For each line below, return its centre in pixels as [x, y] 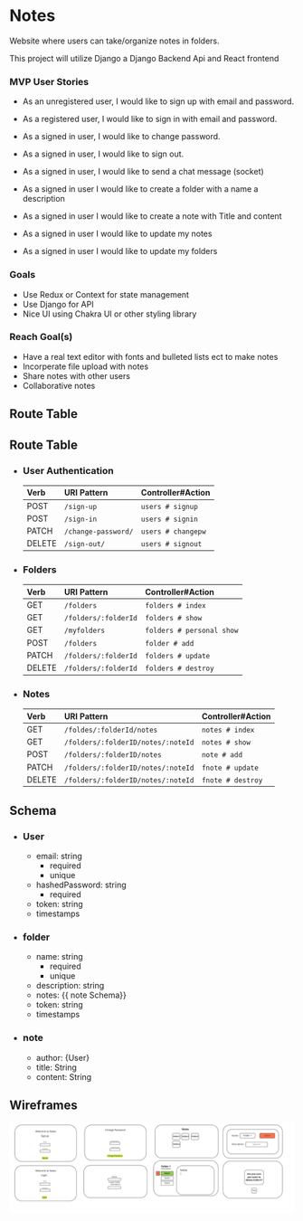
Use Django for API [58, 304]
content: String [64, 1076]
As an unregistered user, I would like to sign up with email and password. [158, 101]
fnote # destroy [232, 780]
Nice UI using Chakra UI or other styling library [109, 314]
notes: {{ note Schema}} [81, 995]
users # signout [171, 544]
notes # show [227, 743]
